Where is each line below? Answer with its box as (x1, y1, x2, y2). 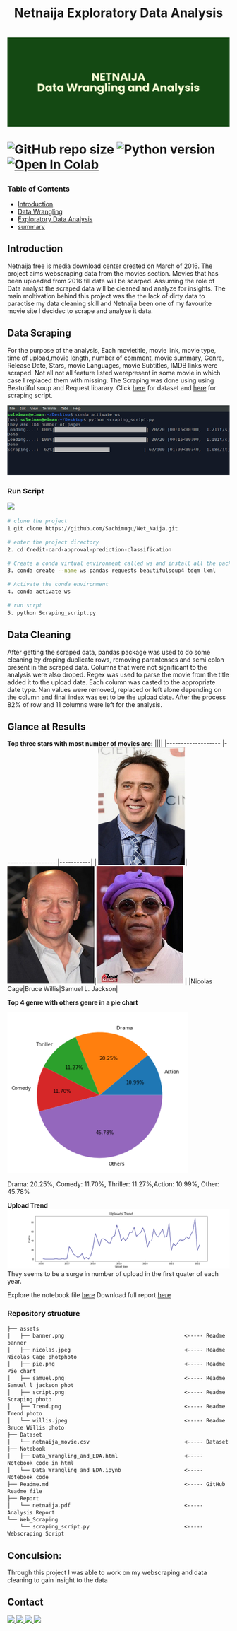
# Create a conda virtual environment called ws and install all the (7, 560, 217, 567)
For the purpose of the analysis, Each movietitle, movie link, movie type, (7, 346, 217, 354)
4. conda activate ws (7, 588, 71, 595)
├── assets (7, 1326, 39, 1333)
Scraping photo (7, 1396, 52, 1403)
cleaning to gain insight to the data (7, 1575, 108, 1584)
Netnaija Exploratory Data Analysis (13, 5, 224, 21)
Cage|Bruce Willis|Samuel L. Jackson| (7, 985, 119, 993)
